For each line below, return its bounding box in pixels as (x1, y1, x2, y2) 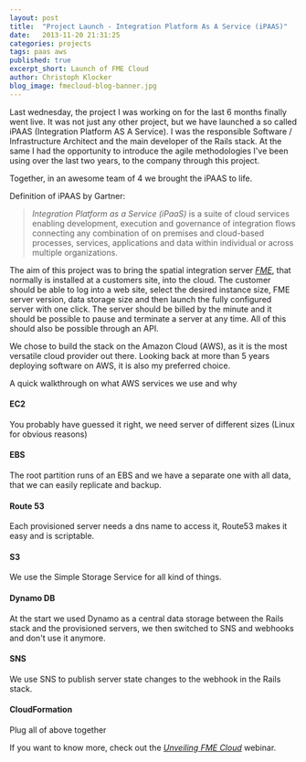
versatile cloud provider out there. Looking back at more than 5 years (9, 350, 270, 361)
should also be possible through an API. (9, 323, 159, 333)
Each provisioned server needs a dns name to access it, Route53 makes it (9, 521, 288, 532)
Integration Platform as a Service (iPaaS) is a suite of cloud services (31, 207, 290, 219)
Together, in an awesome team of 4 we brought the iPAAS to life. (9, 173, 253, 184)
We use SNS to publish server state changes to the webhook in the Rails (9, 673, 281, 684)
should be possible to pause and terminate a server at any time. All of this (9, 312, 287, 324)
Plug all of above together (9, 725, 107, 736)
